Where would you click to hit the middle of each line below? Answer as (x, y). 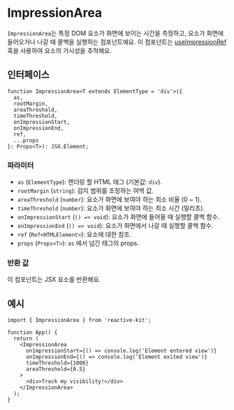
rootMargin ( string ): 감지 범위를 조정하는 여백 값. (85, 191)
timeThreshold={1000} (57, 363)
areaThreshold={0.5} (56, 369)
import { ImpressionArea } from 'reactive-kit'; (79, 320)
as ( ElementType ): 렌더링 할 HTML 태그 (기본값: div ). (90, 182)
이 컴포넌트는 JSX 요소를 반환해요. (54, 280)
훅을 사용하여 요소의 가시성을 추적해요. (59, 50)
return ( (26, 339)
